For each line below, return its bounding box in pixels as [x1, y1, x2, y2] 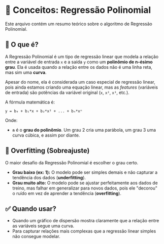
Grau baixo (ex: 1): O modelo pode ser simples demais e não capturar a [12, 169, 158, 175]
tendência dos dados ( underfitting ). [12, 174, 86, 180]
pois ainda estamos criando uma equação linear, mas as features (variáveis [5, 84, 158, 90]
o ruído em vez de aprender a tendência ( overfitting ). [12, 190, 122, 196]
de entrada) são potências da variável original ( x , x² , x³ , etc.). [5, 89, 130, 96]
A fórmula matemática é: [5, 99, 55, 105]
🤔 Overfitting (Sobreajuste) [5, 146, 90, 155]
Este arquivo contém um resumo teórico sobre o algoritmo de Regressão [5, 21, 153, 27]
